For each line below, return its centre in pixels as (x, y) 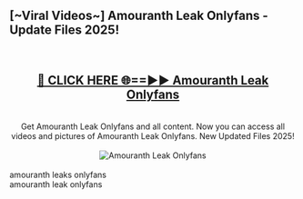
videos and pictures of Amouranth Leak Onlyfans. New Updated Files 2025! (153, 135)
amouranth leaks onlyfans (58, 174)
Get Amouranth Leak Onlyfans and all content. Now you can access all (153, 126)
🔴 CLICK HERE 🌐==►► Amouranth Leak (153, 80)
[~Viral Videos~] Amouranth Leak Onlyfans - (139, 16)
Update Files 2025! (65, 30)
